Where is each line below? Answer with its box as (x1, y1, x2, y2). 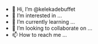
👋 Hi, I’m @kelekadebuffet (11, 6, 75, 12)
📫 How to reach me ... (11, 32, 67, 38)
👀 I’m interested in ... (11, 12, 62, 19)
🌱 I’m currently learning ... (11, 18, 75, 25)
